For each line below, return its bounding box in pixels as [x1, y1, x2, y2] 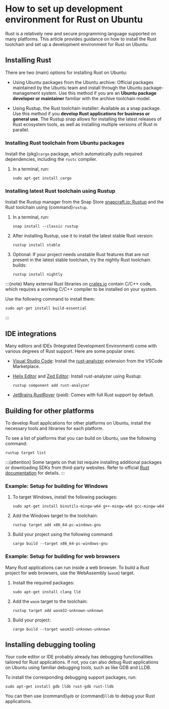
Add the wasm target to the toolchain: [12, 598, 88, 604]
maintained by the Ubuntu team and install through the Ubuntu [12, 85, 143, 91]
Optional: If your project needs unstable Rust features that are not [12, 252, 149, 258]
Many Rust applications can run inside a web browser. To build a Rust [5, 564, 150, 570]
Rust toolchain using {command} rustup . [5, 204, 88, 211]
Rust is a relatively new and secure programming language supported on [5, 30, 156, 36]
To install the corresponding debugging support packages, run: [5, 674, 137, 681]
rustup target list [5, 450, 46, 455]
